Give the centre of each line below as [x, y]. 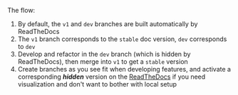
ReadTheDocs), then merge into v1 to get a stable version [103, 62]
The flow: [21, 10]
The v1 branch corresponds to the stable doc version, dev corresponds [122, 39]
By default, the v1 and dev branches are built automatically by [108, 24]
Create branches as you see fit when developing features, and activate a [124, 69]
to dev [26, 46]
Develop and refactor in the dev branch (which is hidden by [104, 54]
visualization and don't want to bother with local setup [97, 84]
